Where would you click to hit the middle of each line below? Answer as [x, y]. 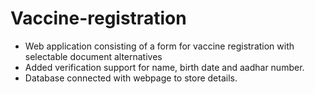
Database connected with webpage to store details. [131, 78]
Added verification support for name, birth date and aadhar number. [164, 67]
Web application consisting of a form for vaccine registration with [159, 46]
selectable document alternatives [93, 56]
